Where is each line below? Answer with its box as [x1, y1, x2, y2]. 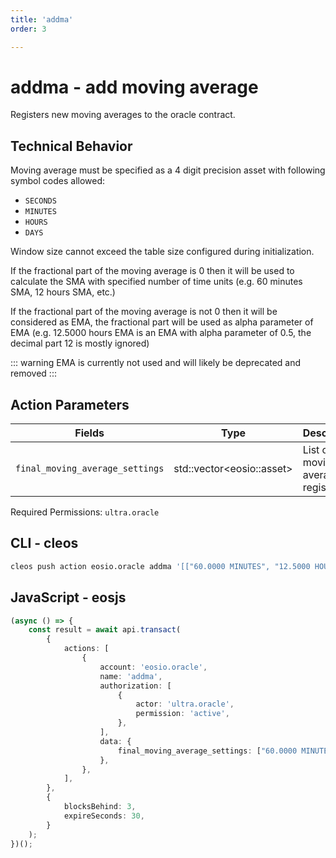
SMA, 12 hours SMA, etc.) [10, 286, 116, 298]
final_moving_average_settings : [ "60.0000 [117, 746, 298, 756]
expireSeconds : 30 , [63, 811, 145, 821]
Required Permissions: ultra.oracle [10, 506, 160, 518]
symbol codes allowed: [10, 175, 106, 187]
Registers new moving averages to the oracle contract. [10, 109, 236, 121]
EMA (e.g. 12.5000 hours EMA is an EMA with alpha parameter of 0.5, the [10, 327, 312, 339]
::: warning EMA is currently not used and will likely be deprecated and [10, 357, 302, 369]
